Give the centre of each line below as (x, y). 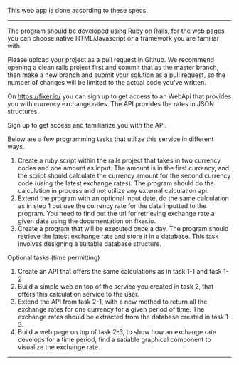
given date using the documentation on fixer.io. (87, 221)
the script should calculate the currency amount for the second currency (124, 175)
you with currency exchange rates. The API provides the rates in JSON (111, 104)
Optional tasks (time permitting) (54, 257)
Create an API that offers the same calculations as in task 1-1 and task (119, 271)
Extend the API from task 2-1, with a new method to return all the (112, 302)
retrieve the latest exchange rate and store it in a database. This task (118, 236)
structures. (23, 111)
